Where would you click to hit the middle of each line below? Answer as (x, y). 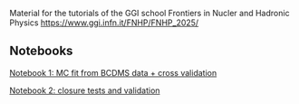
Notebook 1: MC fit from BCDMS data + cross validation (113, 72)
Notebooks (41, 51)
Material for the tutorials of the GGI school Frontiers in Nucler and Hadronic (149, 13)
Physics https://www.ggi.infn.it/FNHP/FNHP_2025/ (104, 23)
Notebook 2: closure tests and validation (85, 90)
